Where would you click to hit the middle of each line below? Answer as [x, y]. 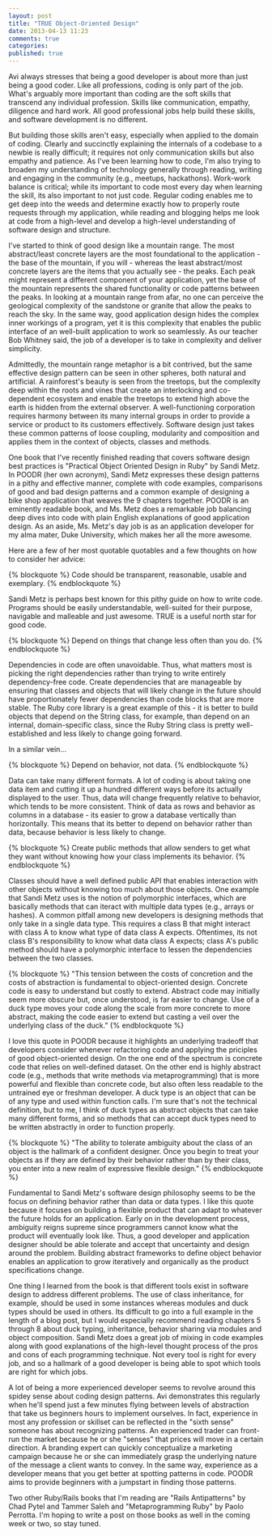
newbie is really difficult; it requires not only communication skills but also [132, 152]
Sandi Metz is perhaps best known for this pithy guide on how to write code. [136, 599]
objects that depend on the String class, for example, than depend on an [129, 716]
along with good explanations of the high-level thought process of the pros [133, 1346]
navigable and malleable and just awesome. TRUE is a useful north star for [132, 616]
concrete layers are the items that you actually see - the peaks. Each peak [132, 271]
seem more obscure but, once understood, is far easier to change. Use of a [134, 999]
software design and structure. [60, 230]
